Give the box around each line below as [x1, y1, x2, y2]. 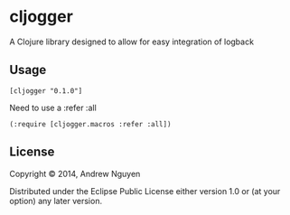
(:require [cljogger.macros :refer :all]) [9, 119, 172, 128]
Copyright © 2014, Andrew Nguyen [9, 168, 141, 179]
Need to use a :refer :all [9, 102, 97, 113]
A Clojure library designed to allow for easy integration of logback [9, 36, 255, 47]
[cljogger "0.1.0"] [9, 86, 83, 96]
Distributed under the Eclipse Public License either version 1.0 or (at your [9, 185, 281, 196]
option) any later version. [9, 195, 102, 206]
